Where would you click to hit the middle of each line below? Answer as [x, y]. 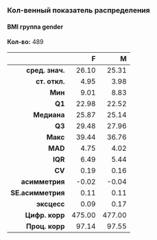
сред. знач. [46, 71]
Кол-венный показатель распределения [78, 10]
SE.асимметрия [38, 193]
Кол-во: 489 [25, 42]
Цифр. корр [45, 215]
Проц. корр [46, 226]
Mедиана [49, 115]
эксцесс [50, 204]
